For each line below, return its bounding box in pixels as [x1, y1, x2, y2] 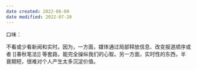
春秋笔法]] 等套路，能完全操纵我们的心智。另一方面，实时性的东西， [16, 50, 181, 57]
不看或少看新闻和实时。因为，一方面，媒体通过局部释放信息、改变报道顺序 [6, 43, 186, 50]
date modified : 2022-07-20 [6, 14, 72, 20]
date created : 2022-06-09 [6, 8, 69, 15]
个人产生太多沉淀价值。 [42, 58, 98, 65]
